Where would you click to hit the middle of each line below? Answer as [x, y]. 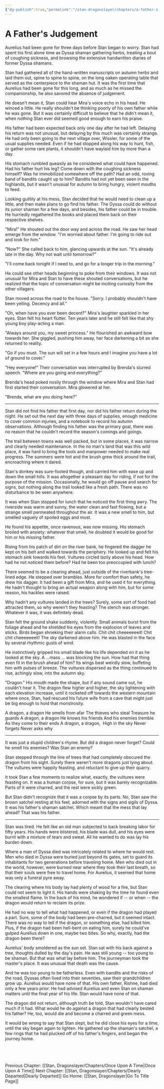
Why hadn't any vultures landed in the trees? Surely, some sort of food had [81, 602]
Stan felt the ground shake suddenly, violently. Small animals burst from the [81, 622]
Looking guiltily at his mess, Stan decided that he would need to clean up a [80, 199]
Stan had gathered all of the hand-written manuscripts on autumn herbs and [82, 72]
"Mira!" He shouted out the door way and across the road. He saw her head [81, 229]
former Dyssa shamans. [29, 63]
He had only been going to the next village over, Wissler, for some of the [78, 138]
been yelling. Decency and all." [36, 303]
